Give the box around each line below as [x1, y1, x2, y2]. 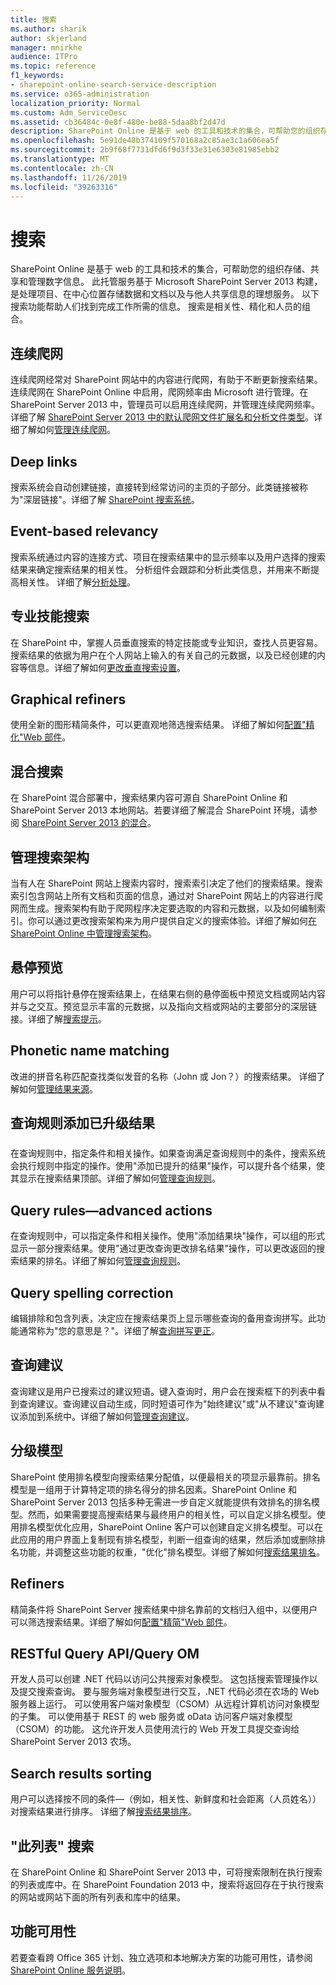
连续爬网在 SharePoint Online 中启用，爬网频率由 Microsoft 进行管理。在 [10, 386, 309, 398]
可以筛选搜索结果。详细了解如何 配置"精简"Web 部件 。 [10, 1616, 233, 1628]
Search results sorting [10, 1765, 153, 1782]
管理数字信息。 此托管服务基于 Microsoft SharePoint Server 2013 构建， [27, 276, 323, 288]
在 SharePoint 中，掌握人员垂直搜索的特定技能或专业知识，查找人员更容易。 [10, 636, 323, 648]
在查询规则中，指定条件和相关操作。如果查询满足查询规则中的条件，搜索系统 [10, 1147, 326, 1160]
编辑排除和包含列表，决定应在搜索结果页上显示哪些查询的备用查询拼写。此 [10, 1312, 317, 1325]
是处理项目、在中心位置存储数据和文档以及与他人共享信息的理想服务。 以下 [10, 288, 320, 300]
